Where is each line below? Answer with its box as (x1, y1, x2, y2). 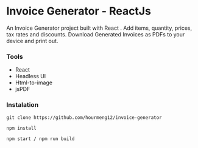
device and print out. (6, 37, 58, 44)
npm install (6, 125, 37, 131)
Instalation (6, 101, 39, 109)
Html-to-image (15, 79, 53, 86)
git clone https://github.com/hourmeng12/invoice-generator (6, 114, 163, 121)
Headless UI (15, 73, 46, 80)
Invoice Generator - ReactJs (6, 4, 151, 18)
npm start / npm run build (6, 135, 75, 142)
